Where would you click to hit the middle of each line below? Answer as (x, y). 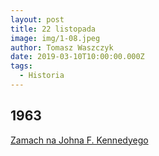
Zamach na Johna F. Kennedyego (79, 140)
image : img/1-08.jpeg (55, 38)
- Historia (42, 76)
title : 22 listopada (53, 29)
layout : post (37, 19)
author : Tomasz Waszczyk (62, 47)
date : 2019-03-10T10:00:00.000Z (77, 57)
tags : (21, 66)
